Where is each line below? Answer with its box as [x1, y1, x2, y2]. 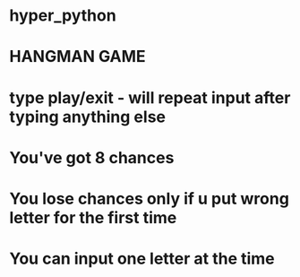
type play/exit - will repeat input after [9, 87, 291, 108]
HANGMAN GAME [9, 47, 146, 67]
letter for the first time [9, 207, 177, 228]
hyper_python [9, 5, 116, 26]
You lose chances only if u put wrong [9, 188, 289, 209]
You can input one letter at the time [9, 248, 275, 269]
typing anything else [9, 107, 166, 126]
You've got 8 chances [9, 147, 175, 168]
